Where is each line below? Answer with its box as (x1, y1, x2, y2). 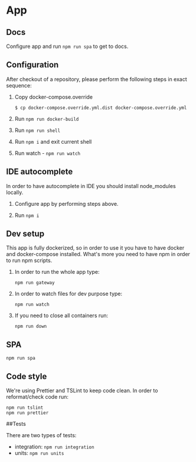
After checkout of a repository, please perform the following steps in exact (6, 75, 187, 83)
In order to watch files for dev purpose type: (14, 290, 123, 298)
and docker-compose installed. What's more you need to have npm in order (6, 251, 191, 258)
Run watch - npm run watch (14, 149, 81, 157)
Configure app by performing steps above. (14, 200, 119, 207)
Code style (6, 371, 47, 382)
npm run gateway (14, 280, 55, 286)
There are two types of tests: (6, 432, 77, 439)
